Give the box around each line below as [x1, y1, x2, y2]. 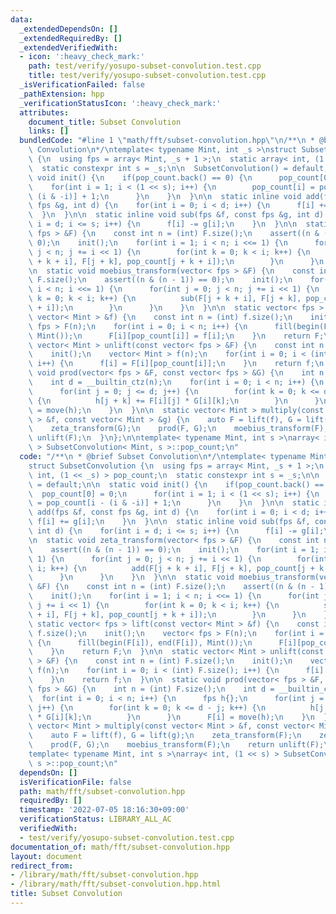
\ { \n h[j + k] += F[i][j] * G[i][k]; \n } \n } [28, 396, 320, 406]
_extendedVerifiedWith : [19, 42, 118, 53]
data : [10, 14, 33, 25]
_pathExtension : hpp [19, 89, 105, 99]
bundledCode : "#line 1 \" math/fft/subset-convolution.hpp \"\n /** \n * [19, 136, 315, 146]
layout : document [10, 851, 83, 861]
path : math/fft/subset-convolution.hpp [19, 786, 186, 796]
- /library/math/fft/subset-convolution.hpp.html [10, 879, 222, 890]
